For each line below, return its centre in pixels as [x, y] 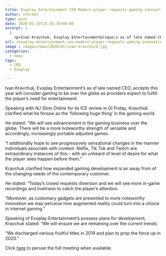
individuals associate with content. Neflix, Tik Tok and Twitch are [71, 148]
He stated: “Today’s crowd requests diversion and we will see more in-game [83, 183]
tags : [11, 60]
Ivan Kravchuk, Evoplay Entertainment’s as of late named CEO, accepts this [82, 88]
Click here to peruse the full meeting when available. [59, 248]
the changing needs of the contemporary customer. [58, 174]
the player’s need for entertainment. [41, 99]
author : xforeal [22, 14]
